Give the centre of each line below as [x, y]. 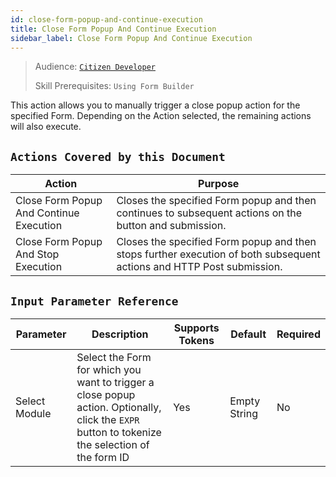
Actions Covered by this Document [118, 156]
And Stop [37, 254]
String [243, 413]
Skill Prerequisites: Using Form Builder [114, 86]
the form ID [103, 457]
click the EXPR [108, 419]
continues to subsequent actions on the [209, 213]
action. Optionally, [119, 407]
